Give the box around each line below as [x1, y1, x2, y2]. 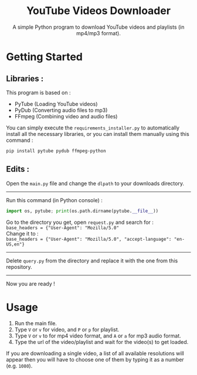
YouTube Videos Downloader [26, 4, 171, 18]
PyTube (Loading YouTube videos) [14, 100, 98, 107]
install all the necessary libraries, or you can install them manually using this [6, 130, 189, 137]
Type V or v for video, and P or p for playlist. [14, 326, 120, 333]
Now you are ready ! [6, 280, 55, 287]
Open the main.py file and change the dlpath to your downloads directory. [6, 180, 185, 187]
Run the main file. [14, 320, 57, 327]
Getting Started [6, 50, 83, 64]
